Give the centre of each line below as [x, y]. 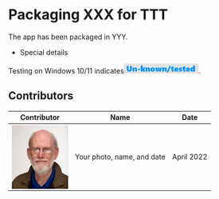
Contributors [41, 96]
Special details [44, 52]
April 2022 [190, 157]
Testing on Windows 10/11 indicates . [105, 70]
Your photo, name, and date [120, 157]
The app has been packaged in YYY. [68, 37]
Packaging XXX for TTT [88, 15]
